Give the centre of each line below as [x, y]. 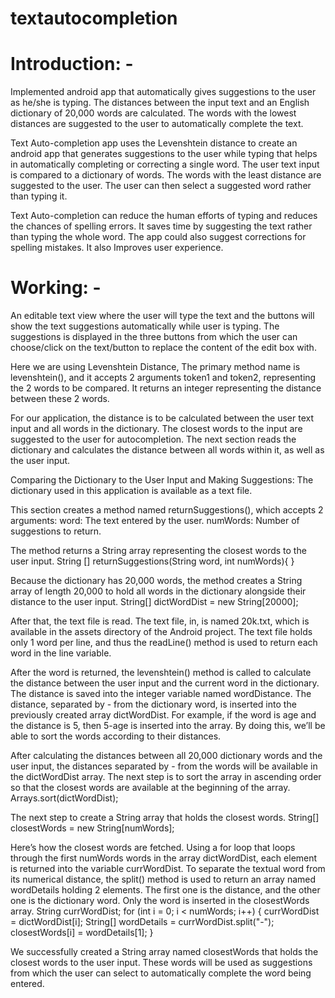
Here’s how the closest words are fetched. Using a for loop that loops [153, 848]
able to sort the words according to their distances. [116, 736]
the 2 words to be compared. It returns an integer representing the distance [166, 388]
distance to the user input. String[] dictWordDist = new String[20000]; [154, 602]
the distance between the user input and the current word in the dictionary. [165, 683]
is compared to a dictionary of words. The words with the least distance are [166, 175]
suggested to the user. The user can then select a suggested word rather [161, 186]
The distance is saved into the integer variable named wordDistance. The [161, 694]
